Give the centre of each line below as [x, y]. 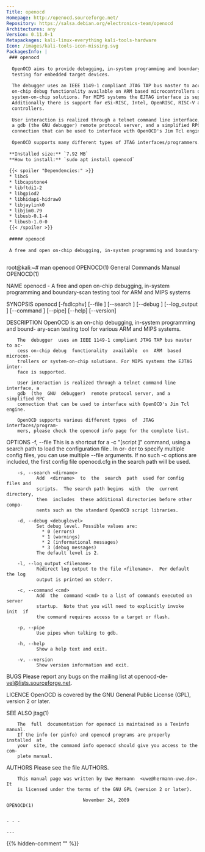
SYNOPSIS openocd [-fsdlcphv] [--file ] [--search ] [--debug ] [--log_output [102, 304]
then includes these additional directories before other [114, 500]
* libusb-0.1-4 [28, 216]
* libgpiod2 [24, 193]
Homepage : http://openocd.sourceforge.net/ [63, 18]
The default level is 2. [68, 553]
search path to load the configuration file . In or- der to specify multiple [95, 449]
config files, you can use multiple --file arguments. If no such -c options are [102, 455]
